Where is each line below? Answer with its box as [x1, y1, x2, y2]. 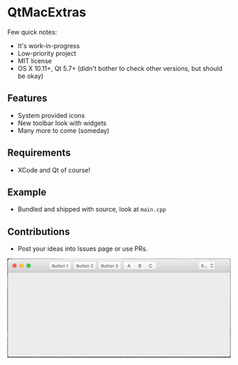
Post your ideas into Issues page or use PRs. [17, 244, 148, 253]
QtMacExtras [7, 4, 86, 21]
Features [7, 92, 47, 104]
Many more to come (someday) [17, 126, 110, 135]
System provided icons [17, 111, 85, 119]
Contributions [7, 225, 70, 238]
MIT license [17, 56, 52, 65]
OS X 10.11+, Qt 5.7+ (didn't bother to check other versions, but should [17, 64, 223, 72]
